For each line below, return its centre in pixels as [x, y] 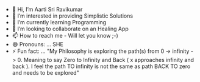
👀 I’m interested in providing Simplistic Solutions [72, 16]
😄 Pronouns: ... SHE [38, 44]
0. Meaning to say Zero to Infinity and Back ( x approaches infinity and [105, 60]
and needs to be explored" [45, 73]
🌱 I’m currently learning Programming [59, 22]
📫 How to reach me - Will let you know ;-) [65, 36]
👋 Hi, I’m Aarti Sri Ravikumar [47, 9]
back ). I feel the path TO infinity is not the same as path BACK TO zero [101, 66]
